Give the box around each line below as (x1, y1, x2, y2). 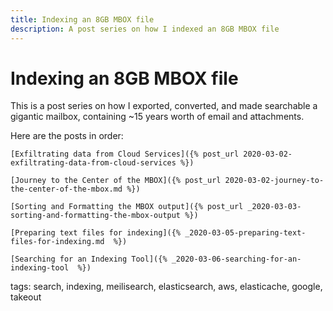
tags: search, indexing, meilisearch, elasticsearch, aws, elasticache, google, (10, 281, 323, 293)
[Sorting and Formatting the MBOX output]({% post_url (10, 202, 244, 212)
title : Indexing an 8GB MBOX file (10, 14, 155, 25)
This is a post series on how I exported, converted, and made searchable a (10, 100, 318, 112)
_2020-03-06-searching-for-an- (171, 254, 302, 265)
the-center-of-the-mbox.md (10, 184, 123, 195)
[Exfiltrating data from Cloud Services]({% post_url (10, 149, 240, 160)
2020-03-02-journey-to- (224, 176, 325, 186)
